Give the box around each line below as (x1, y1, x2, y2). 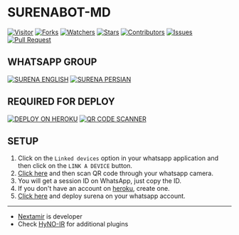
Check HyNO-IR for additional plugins (17, 220, 129, 229)
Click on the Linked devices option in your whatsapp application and (17, 154, 219, 162)
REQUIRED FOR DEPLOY (7, 95, 115, 108)
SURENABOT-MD (7, 4, 112, 21)
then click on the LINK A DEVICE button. (17, 162, 133, 170)
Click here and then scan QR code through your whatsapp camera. (17, 169, 214, 178)
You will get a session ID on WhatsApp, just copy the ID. (17, 177, 182, 185)
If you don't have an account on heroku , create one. (17, 184, 170, 193)
